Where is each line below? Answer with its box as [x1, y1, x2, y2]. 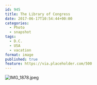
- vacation [9, 48, 32, 52]
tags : [5, 34, 16, 39]
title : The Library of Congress [5, 12, 70, 17]
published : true [5, 57, 38, 62]
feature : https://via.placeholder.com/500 [5, 61, 92, 66]
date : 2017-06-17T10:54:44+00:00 [5, 16, 73, 21]
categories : [5, 20, 29, 26]
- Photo [9, 25, 25, 30]
